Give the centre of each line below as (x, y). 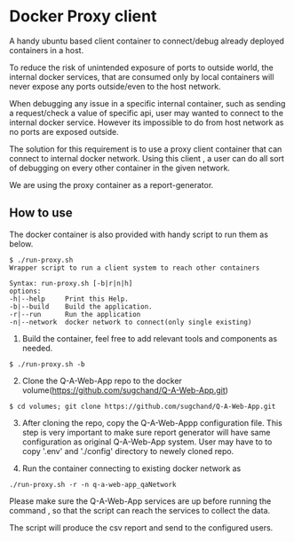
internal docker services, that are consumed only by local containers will (142, 76)
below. (21, 244)
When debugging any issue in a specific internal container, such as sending (147, 103)
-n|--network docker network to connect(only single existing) (131, 322)
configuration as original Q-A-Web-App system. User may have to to (147, 442)
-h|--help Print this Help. (69, 299)
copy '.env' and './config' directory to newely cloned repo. (128, 451)
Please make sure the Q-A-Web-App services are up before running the (140, 501)
